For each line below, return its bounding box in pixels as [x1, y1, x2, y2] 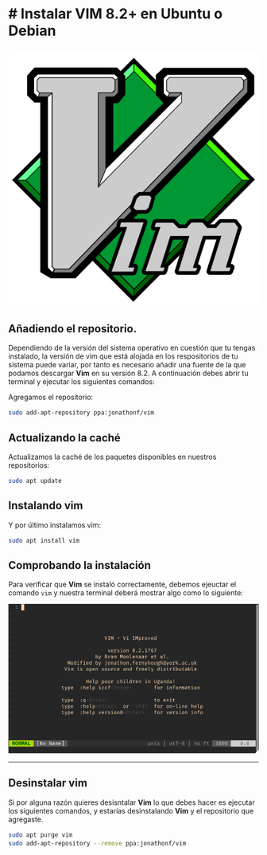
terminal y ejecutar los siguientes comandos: [8, 377, 155, 386]
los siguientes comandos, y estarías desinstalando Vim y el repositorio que [8, 806, 254, 815]
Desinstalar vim [8, 776, 87, 790]
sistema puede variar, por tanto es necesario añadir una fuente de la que [8, 360, 246, 370]
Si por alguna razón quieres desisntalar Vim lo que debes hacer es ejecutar [8, 798, 256, 807]
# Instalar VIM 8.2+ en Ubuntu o [8, 5, 223, 23]
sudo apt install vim [8, 536, 80, 544]
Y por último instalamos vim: [8, 520, 102, 530]
